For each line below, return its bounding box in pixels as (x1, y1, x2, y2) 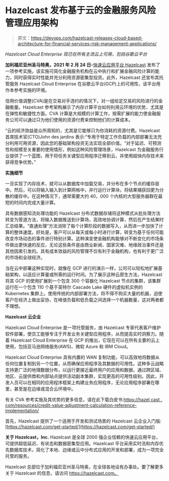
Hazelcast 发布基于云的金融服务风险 (5, 5, 156, 16)
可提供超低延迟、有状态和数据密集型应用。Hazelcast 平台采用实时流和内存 (5, 440, 159, 446)
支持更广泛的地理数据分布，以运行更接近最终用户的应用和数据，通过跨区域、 (5, 367, 164, 373)
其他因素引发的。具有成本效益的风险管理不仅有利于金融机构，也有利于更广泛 (5, 248, 164, 254)
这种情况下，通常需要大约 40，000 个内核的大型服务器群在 (36, 193, 158, 199)
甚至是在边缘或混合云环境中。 (14, 386, 76, 392)
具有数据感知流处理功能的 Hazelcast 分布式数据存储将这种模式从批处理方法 (5, 210, 161, 216)
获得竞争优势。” (5, 159, 36, 165)
